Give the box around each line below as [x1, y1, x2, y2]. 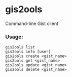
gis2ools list [5, 45, 35, 50]
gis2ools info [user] [5, 49, 51, 55]
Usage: [5, 33, 24, 40]
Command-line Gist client [5, 20, 58, 27]
